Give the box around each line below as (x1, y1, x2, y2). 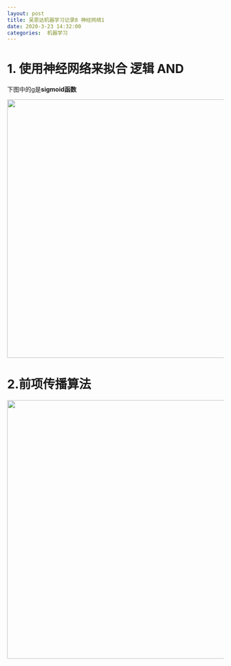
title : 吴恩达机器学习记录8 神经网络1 (7, 17, 105, 23)
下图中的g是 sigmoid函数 (7, 85, 77, 94)
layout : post (7, 10, 45, 17)
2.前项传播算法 (7, 376, 91, 392)
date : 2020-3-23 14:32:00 (7, 23, 81, 30)
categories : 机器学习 (7, 29, 68, 37)
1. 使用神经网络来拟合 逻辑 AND (7, 61, 184, 77)
